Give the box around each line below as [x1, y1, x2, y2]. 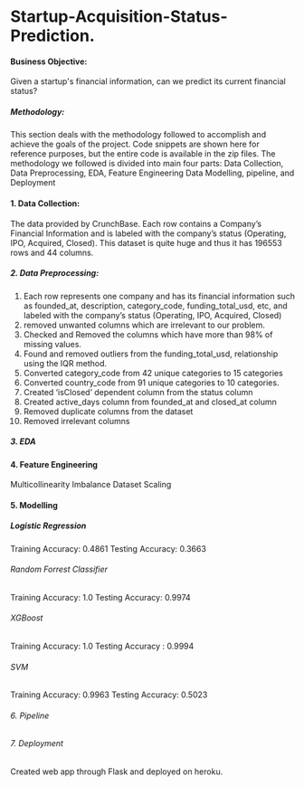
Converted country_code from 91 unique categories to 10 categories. [23, 377, 280, 388]
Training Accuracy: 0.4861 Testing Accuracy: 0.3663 [10, 543, 207, 554]
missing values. [23, 338, 82, 349]
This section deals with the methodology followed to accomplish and [10, 129, 266, 140]
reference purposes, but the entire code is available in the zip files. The [10, 148, 276, 159]
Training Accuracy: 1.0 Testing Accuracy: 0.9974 [10, 592, 191, 602]
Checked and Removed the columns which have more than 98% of [23, 328, 273, 340]
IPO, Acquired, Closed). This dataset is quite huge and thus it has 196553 [10, 237, 283, 248]
